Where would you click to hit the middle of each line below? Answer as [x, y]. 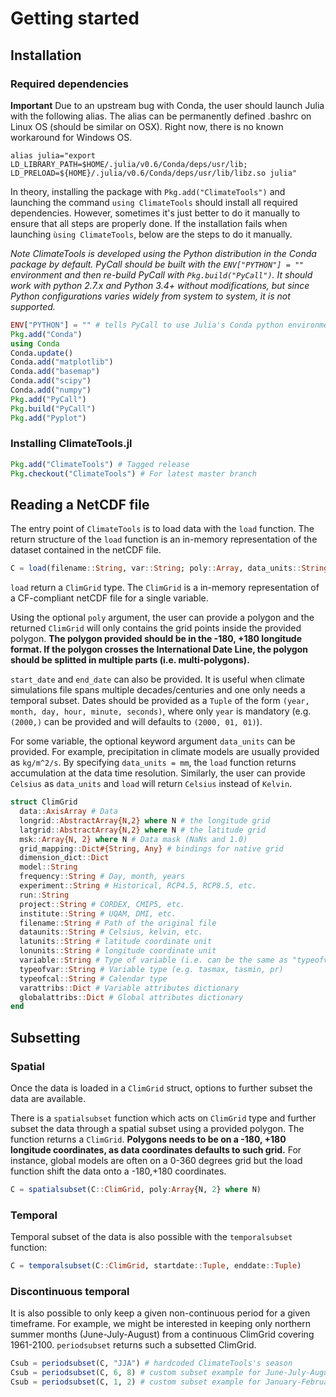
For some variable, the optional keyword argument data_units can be [153, 741]
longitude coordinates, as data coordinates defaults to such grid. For [156, 1150]
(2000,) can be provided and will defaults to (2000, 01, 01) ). [136, 722]
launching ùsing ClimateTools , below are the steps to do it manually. [151, 234]
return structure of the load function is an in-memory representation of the [164, 539]
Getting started [75, 18]
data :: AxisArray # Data [68, 812]
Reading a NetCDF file [80, 504]
